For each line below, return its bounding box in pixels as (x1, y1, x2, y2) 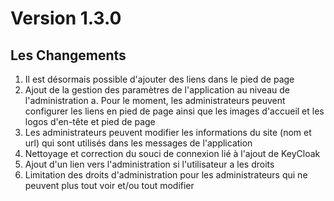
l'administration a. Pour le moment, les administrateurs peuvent (24, 95, 286, 106)
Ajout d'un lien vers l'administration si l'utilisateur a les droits (24, 158, 275, 170)
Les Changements (10, 47, 127, 64)
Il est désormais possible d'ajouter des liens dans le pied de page (24, 73, 295, 85)
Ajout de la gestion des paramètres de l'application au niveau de (24, 84, 290, 96)
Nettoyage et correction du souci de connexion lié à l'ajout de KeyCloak (24, 148, 321, 159)
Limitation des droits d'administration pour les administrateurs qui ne (24, 169, 308, 181)
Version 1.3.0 (10, 7, 122, 30)
